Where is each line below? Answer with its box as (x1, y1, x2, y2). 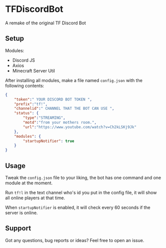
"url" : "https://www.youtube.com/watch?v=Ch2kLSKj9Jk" (23, 124, 137, 130)
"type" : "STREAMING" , (23, 115, 66, 120)
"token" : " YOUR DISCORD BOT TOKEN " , (14, 97, 92, 102)
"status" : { (14, 111, 39, 116)
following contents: (5, 83, 45, 88)
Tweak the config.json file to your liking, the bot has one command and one (5, 174, 162, 180)
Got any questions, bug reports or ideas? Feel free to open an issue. (5, 237, 145, 243)
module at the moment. (5, 180, 53, 186)
